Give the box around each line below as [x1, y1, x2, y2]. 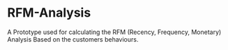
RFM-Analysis [7, 5, 91, 21]
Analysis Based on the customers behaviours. [7, 35, 139, 43]
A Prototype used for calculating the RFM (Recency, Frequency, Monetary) [7, 28, 222, 36]
